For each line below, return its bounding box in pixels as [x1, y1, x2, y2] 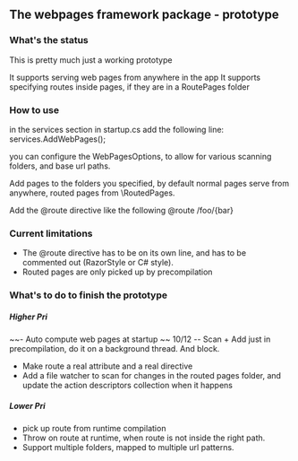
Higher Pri [9, 311, 47, 322]
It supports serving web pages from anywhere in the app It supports [9, 72, 261, 83]
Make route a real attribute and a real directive [21, 361, 193, 371]
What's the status [9, 34, 89, 47]
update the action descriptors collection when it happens [21, 380, 233, 391]
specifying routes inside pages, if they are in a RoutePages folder [9, 81, 251, 92]
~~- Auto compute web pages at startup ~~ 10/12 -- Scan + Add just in [9, 334, 271, 344]
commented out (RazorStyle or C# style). [21, 257, 175, 268]
